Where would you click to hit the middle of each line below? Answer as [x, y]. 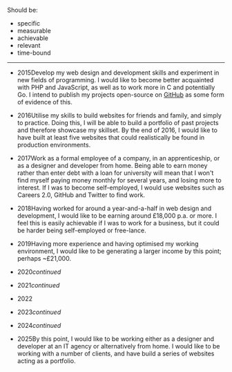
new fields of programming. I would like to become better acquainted [115, 80]
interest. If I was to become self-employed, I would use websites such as [120, 187]
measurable [34, 31]
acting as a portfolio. [46, 361]
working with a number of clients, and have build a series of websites [116, 353]
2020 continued [39, 272]
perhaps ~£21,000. [44, 258]
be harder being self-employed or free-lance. [81, 230]
